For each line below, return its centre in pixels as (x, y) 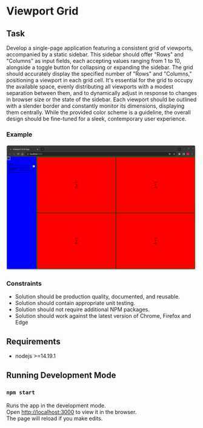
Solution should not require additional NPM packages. (82, 309)
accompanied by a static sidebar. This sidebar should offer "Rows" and (95, 54)
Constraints (24, 283)
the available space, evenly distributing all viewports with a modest (90, 87)
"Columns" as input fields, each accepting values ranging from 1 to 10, (94, 61)
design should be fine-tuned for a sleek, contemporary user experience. (96, 119)
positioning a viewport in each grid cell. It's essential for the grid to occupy (100, 80)
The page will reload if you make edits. (55, 418)
